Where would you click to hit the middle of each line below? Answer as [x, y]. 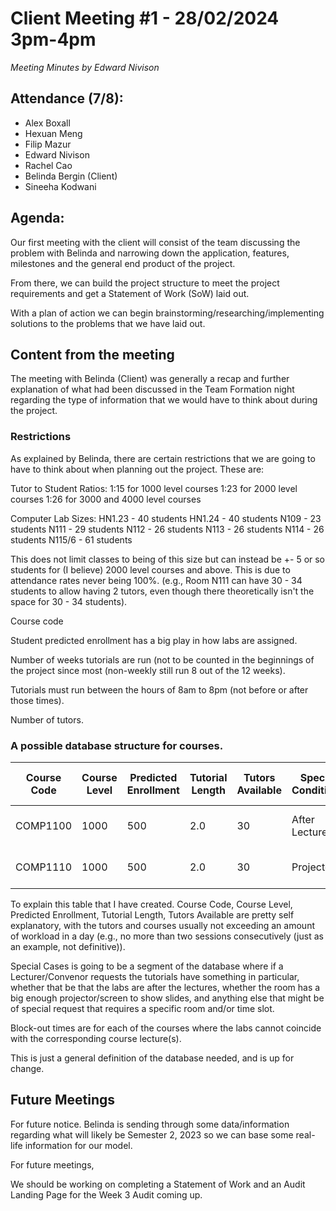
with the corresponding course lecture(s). [96, 1038]
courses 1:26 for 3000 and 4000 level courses [106, 499]
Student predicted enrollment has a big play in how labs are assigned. [154, 640]
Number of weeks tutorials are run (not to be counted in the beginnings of [162, 659]
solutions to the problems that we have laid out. [108, 323]
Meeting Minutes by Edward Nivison [85, 67]
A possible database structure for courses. [117, 745]
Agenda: [37, 218]
